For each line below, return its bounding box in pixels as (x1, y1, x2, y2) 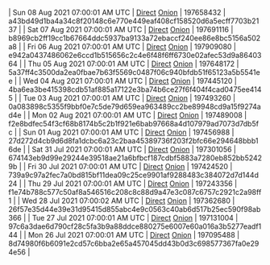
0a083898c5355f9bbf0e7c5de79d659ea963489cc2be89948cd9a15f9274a (8, 101, 262, 111)
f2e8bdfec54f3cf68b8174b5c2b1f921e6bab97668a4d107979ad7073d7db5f (8, 119, 260, 128)
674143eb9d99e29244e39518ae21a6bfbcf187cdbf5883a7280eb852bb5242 (8, 153, 263, 163)
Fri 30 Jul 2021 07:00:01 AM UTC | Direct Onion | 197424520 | (27, 162, 233, 171)
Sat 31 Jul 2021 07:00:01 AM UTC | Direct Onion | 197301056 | (31, 145, 236, 154)
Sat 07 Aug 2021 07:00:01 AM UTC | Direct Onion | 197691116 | (27, 25, 234, 34)
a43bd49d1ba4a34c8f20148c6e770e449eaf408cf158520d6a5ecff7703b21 (8, 16, 260, 26)
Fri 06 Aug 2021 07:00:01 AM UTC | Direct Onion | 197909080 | (27, 42, 236, 52)
